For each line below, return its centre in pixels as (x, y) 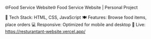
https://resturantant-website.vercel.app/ (45, 32)
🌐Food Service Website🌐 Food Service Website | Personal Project (71, 7)
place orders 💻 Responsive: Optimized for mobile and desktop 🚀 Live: (75, 25)
